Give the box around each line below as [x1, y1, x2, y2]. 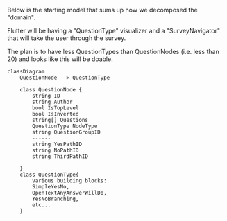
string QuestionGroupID [32, 129, 101, 136]
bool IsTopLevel [32, 105, 79, 112]
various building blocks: [32, 177, 108, 184]
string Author [32, 98, 73, 105]
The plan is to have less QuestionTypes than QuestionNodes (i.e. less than [7, 48, 220, 55]
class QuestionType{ [19, 171, 79, 178]
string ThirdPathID [32, 153, 89, 160]
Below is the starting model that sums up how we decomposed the [7, 6, 198, 14]
